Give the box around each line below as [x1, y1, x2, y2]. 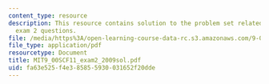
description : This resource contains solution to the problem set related [8, 19, 263, 27]
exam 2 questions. [15, 26, 78, 34]
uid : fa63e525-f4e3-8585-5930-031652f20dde [8, 64, 156, 72]
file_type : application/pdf [8, 42, 102, 50]
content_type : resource [8, 11, 88, 20]
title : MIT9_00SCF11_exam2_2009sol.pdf [8, 57, 142, 65]
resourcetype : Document [8, 49, 88, 57]
